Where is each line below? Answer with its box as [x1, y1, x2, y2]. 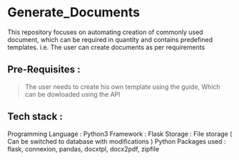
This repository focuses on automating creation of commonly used [7, 28, 203, 36]
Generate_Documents [7, 4, 141, 21]
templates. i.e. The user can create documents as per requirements [7, 43, 205, 51]
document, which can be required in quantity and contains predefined [7, 35, 213, 43]
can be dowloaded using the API [24, 90, 121, 98]
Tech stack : [7, 111, 63, 123]
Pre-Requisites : [7, 63, 81, 75]
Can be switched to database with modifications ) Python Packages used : [7, 137, 226, 146]
